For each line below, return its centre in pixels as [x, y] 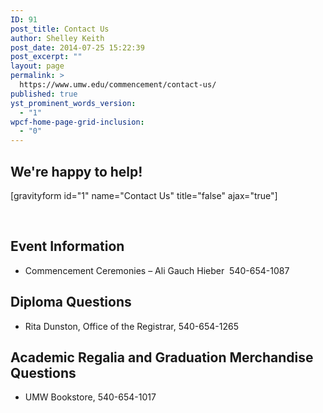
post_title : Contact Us [60, 29]
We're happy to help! [76, 171]
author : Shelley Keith [57, 38]
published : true [44, 94]
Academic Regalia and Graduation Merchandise [162, 357]
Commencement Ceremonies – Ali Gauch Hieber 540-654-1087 [157, 270]
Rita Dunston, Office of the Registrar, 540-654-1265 [131, 326]
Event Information [67, 246]
